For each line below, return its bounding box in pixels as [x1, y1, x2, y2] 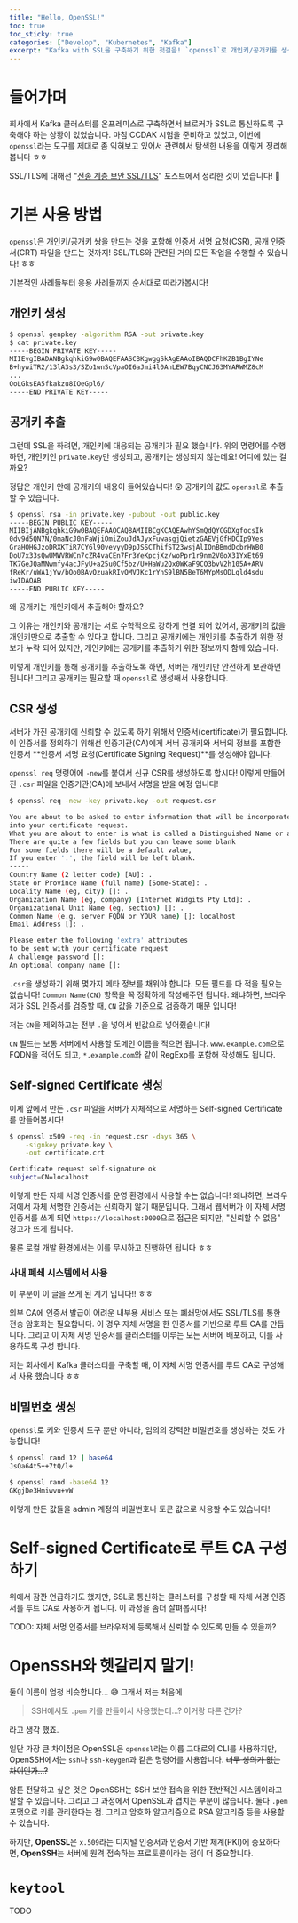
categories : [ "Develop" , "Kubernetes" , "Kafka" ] [9, 37, 192, 47]
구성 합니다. [39, 1340, 81, 1352]
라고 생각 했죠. [9, 1725, 59, 1735]
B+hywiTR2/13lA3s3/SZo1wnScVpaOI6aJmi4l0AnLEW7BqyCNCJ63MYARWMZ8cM [9, 363, 264, 372]
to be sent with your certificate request [9, 945, 169, 953]
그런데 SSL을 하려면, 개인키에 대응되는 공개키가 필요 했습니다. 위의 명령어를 [9, 439, 270, 450]
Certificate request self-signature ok [9, 1164, 157, 1174]
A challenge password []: [9, 953, 105, 961]
